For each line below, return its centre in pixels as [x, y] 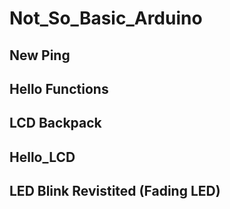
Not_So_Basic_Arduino [106, 18]
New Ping [40, 55]
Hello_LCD [42, 157]
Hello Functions [59, 88]
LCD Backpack [55, 123]
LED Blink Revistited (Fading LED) [115, 191]
